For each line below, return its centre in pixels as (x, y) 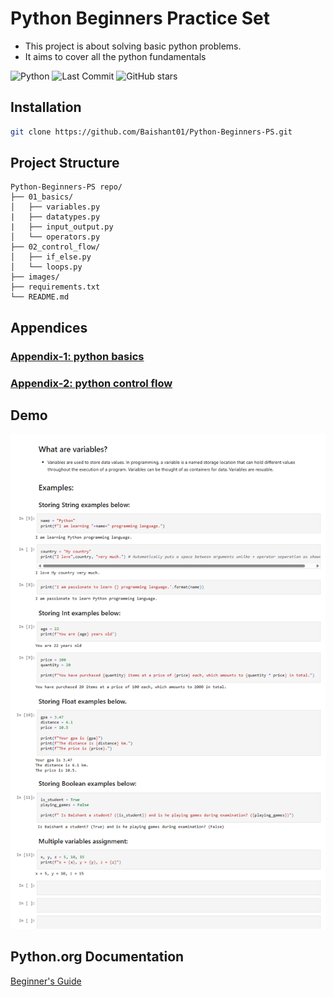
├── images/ (35, 277)
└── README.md (40, 297)
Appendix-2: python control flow (91, 383)
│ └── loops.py (46, 267)
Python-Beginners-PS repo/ (66, 187)
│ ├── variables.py (55, 207)
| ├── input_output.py (62, 227)
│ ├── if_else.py (51, 257)
